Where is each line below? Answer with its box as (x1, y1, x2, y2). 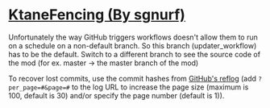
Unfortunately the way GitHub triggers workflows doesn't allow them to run (8, 32, 258, 42)
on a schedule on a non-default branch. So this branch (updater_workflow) (8, 40, 257, 50)
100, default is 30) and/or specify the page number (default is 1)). (8, 90, 225, 100)
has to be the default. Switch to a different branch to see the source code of (8, 49, 260, 59)
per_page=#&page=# (8, 83, 70, 92)
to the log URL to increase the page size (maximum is (71, 82, 249, 92)
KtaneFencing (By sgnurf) (8, 6, 185, 24)
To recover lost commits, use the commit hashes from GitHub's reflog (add (8, 73, 256, 83)
